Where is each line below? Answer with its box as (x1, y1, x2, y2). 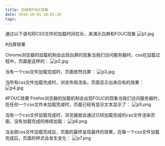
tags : (5, 16, 16, 21)
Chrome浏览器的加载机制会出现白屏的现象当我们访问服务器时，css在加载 (5, 52, 156, 58)
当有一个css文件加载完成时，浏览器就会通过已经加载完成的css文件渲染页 (5, 112, 155, 118)
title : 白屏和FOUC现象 (5, 7, 49, 12)
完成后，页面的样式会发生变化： (5, 135, 71, 141)
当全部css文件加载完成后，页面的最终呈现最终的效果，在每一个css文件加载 (5, 129, 160, 135)
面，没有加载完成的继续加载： (5, 118, 66, 125)
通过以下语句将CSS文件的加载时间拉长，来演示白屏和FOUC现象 (5, 31, 136, 37)
